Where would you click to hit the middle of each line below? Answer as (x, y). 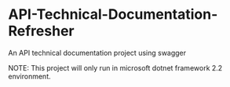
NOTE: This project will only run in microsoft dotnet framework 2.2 (115, 67)
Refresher (41, 31)
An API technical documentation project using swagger (97, 53)
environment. (29, 76)
